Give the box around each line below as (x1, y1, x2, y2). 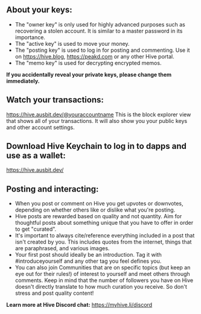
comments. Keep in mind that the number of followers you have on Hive (14, 277, 194, 284)
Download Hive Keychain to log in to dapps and (6, 141, 187, 151)
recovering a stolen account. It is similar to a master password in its (14, 27, 183, 34)
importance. (14, 33, 45, 41)
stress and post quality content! (14, 289, 94, 297)
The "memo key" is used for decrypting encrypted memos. (14, 59, 162, 66)
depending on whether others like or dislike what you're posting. (14, 206, 176, 213)
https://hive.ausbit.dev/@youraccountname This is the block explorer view (6, 111, 191, 118)
